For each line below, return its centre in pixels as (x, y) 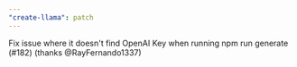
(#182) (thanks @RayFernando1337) (75, 52)
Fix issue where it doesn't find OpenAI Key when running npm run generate (148, 43)
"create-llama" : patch (51, 17)
